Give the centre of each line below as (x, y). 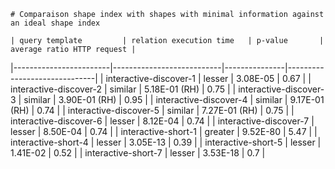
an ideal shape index (55, 23)
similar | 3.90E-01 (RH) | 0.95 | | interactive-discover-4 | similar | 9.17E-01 (174, 99)
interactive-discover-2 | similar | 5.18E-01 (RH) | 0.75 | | (123, 89)
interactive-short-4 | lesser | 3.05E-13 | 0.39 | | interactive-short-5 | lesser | (166, 142)
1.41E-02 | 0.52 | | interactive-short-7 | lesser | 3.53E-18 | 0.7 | (138, 153)
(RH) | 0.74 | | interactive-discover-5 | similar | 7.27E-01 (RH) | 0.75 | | (152, 110)
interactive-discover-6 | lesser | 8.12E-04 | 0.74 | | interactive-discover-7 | (162, 121)
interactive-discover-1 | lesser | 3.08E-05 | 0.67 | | (208, 78)
